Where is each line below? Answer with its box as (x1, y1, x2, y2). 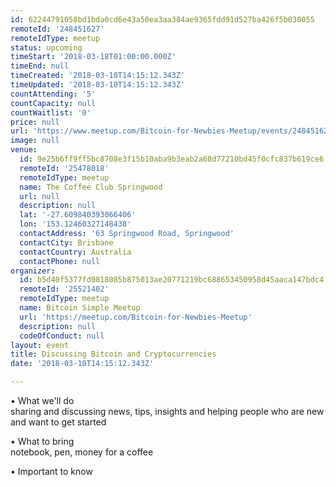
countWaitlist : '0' (10, 107, 92, 118)
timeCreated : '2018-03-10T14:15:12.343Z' (10, 71, 186, 81)
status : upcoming (10, 42, 83, 53)
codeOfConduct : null (19, 331, 105, 341)
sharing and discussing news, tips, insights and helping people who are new (10, 406, 325, 417)
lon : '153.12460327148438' (19, 219, 132, 230)
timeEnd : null (10, 61, 70, 71)
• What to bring (10, 436, 75, 447)
